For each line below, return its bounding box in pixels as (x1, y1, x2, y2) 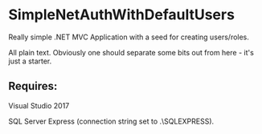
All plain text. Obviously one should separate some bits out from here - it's (8, 47, 255, 57)
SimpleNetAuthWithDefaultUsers (8, 6, 235, 24)
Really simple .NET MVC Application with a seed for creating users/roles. (8, 32, 249, 42)
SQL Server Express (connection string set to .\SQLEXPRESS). (8, 116, 215, 126)
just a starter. (8, 56, 52, 66)
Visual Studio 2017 (8, 100, 70, 110)
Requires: (8, 79, 58, 93)
